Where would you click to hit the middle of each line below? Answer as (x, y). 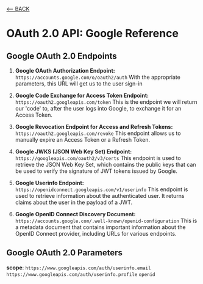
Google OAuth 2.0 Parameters (65, 253)
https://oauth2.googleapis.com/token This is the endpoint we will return (106, 102)
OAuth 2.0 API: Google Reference (92, 34)
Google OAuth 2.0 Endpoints (62, 56)
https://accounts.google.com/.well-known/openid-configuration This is (106, 220)
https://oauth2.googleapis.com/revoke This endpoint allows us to (98, 133)
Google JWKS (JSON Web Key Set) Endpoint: (73, 151)
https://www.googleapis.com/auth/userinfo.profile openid (81, 274)
